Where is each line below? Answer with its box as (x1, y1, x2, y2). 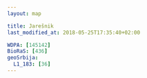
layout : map (7, 10, 41, 17)
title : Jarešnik (7, 22, 54, 30)
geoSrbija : (7, 55, 39, 61)
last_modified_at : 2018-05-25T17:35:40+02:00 (7, 29, 140, 36)
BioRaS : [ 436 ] (7, 48, 48, 55)
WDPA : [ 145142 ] (7, 41, 51, 48)
